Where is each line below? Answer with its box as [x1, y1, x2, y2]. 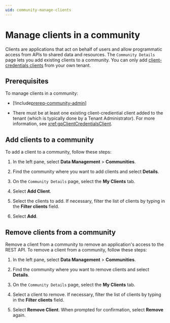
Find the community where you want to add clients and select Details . [12, 168, 159, 175]
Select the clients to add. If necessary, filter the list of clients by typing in [12, 198, 165, 204]
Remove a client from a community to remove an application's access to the [5, 241, 164, 247]
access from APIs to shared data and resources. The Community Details [5, 51, 155, 57]
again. [12, 312, 26, 318]
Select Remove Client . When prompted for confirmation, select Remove [12, 307, 164, 312]
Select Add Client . [12, 188, 52, 194]
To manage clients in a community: [5, 90, 79, 96]
